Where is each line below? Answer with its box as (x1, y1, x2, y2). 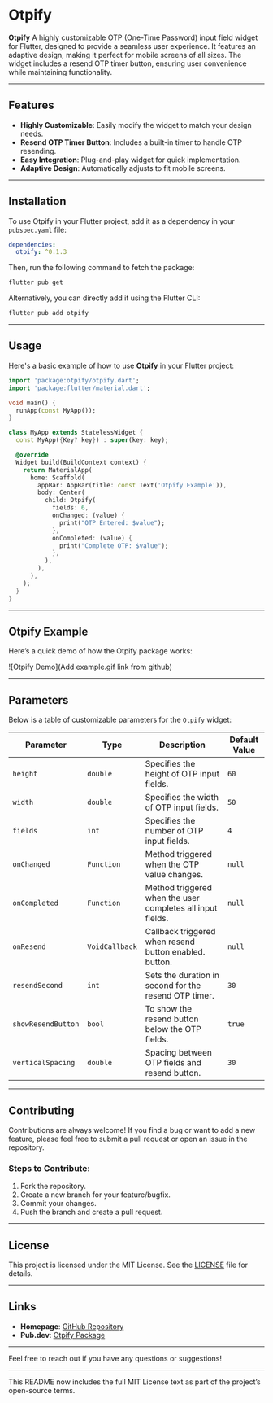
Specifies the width (145, 792, 219, 803)
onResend (12, 942, 46, 951)
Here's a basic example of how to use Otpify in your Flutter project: (8, 361, 234, 370)
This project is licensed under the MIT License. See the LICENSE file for (8, 1260, 249, 1270)
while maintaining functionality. (8, 67, 112, 76)
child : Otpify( (44, 496, 96, 505)
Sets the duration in (145, 970, 219, 981)
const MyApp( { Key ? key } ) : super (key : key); (15, 436, 169, 444)
